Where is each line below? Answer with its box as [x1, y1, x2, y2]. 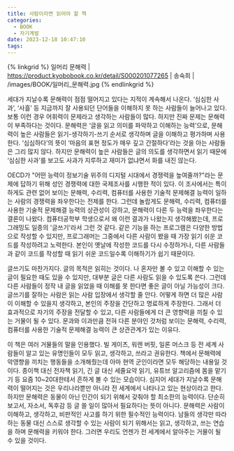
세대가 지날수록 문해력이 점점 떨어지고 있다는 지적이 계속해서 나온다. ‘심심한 [7, 95, 212, 103]
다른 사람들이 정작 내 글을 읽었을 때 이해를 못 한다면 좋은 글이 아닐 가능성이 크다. [7, 282, 225, 290]
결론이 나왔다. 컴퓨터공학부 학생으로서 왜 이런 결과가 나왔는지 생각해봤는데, [7, 214, 211, 223]
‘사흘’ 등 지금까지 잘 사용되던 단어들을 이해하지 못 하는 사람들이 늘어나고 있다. [17, 104, 227, 112]
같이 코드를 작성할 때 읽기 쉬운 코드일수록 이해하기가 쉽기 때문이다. [14, 249, 196, 258]
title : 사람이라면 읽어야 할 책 [7, 10, 87, 17]
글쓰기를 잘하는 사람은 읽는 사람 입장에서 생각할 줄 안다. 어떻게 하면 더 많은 [7, 290, 210, 299]
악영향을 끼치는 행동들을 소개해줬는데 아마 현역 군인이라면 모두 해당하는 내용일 [7, 357, 220, 366]
